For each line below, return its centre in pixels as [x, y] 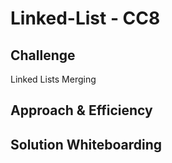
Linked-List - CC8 [85, 18]
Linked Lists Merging [53, 79]
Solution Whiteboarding [86, 144]
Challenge [43, 55]
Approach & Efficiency [81, 110]
